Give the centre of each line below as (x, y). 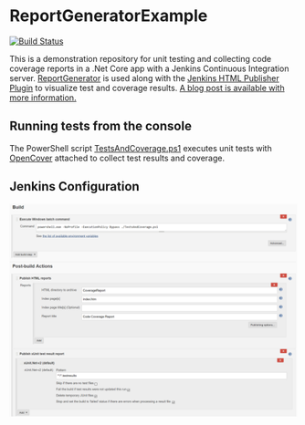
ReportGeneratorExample (109, 16)
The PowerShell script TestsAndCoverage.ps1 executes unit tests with (141, 148)
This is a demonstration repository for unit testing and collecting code (141, 58)
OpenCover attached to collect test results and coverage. (117, 158)
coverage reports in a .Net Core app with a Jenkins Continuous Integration (149, 68)
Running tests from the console (100, 126)
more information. (43, 98)
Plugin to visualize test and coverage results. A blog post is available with (147, 88)
